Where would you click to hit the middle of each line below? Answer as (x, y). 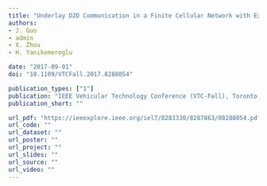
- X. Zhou (25, 45)
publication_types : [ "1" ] (51, 88)
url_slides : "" (33, 155)
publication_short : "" (46, 103)
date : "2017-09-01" (41, 67)
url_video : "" (32, 169)
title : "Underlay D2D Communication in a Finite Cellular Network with (129, 15)
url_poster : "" (33, 140)
